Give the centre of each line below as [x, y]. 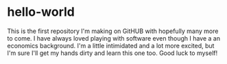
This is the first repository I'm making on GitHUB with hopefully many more [113, 31]
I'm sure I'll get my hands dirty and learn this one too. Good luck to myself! [112, 53]
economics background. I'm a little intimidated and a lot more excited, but [111, 45]
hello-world [41, 12]
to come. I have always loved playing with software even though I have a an [114, 38]
